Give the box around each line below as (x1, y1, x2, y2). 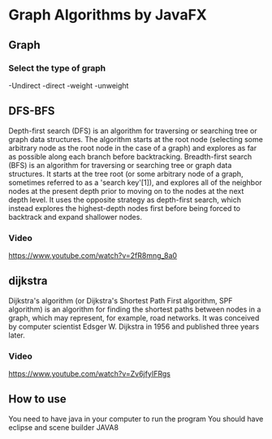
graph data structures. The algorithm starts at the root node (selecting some (8, 134, 264, 144)
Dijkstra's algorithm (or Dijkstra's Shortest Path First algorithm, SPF (8, 295, 233, 305)
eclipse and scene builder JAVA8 (8, 422, 119, 432)
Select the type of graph (8, 62, 106, 74)
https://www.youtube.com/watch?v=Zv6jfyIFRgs (8, 369, 171, 379)
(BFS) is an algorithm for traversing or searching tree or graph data (8, 160, 232, 170)
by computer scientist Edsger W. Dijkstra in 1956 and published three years (8, 321, 260, 331)
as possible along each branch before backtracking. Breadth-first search (8, 152, 253, 161)
